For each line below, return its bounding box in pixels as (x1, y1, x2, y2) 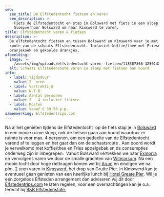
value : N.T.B (14, 89, 41, 93)
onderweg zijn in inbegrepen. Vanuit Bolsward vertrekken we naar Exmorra (5, 150, 157, 156)
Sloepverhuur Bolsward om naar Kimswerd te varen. (14, 25, 119, 30)
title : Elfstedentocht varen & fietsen (5, 30, 86, 35)
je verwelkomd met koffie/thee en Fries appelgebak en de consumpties (5, 145, 148, 151)
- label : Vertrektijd (9, 84, 54, 89)
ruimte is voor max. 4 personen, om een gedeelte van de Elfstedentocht (5, 135, 150, 141)
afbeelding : (5, 52, 29, 57)
